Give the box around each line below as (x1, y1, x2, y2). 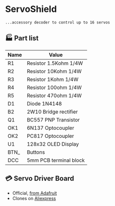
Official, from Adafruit (12, 190, 57, 196)
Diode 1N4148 (26, 100, 62, 107)
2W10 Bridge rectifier (26, 108, 78, 115)
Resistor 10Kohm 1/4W (26, 68, 82, 75)
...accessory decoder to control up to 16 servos (5, 20, 111, 25)
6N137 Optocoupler (26, 124, 75, 131)
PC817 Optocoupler (26, 132, 74, 139)
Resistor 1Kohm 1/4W (26, 76, 79, 83)
